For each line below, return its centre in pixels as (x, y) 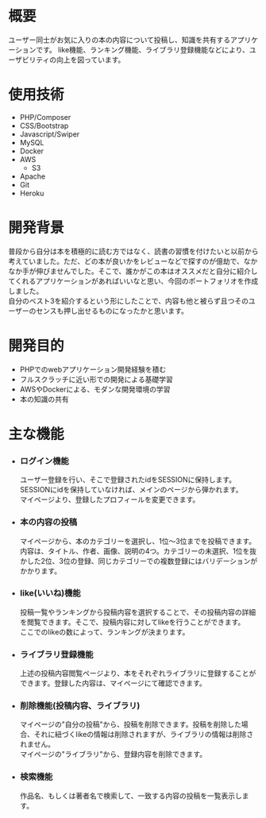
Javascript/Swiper (50, 134)
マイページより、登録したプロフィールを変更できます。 (110, 500)
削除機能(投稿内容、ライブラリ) (80, 706)
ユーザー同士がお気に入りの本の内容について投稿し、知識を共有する (120, 40)
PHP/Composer (45, 117)
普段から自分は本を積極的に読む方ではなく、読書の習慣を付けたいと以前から (133, 251)
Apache (33, 176)
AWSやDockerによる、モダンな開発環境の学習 (95, 389)
